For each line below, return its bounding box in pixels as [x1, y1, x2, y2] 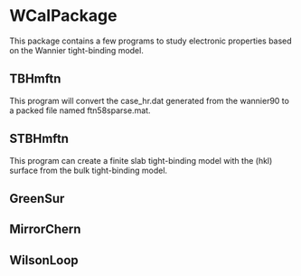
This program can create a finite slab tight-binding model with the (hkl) [9, 155, 273, 166]
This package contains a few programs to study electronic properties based [9, 35, 292, 46]
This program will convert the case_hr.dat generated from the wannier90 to [9, 95, 289, 106]
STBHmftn [9, 131, 70, 147]
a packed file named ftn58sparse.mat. [9, 105, 151, 116]
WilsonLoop [9, 252, 79, 268]
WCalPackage [9, 5, 118, 26]
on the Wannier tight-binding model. [9, 44, 145, 55]
